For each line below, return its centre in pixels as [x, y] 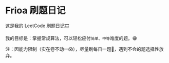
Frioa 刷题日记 [35, 10]
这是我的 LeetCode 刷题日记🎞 [37, 26]
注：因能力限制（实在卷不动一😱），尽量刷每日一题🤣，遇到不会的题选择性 [82, 49]
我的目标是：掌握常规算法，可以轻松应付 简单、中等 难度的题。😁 [71, 38]
